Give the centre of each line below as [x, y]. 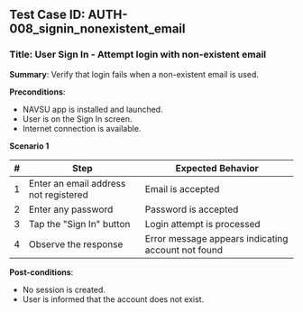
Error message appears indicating [216, 238]
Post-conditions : [41, 272]
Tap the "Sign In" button [79, 224]
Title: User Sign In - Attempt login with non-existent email [138, 55]
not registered [58, 195]
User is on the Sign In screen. [77, 119]
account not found [184, 250]
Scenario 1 [29, 146]
